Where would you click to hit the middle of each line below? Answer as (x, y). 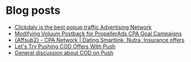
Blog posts (33, 11)
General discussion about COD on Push (64, 52)
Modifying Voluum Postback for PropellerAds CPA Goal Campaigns (98, 33)
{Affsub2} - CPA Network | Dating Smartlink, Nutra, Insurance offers (99, 40)
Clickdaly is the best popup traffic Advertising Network (83, 27)
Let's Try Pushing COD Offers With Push (65, 46)
